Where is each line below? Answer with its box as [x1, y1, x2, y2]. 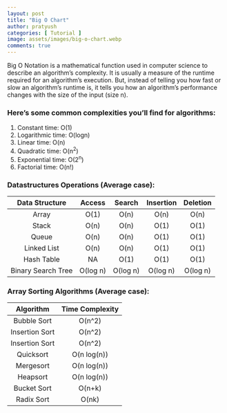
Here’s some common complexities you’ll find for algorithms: [7, 108, 216, 118]
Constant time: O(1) [17, 124, 72, 132]
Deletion [183, 198, 212, 208]
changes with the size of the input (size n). [7, 91, 128, 99]
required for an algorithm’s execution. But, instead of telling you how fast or [7, 76, 221, 84]
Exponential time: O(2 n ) [17, 154, 84, 163]
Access [80, 198, 106, 208]
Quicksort [17, 350, 49, 360]
